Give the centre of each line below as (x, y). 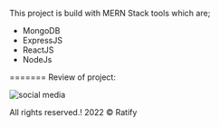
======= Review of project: (62, 77)
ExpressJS (43, 40)
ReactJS (38, 50)
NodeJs (37, 59)
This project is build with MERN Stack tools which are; (110, 13)
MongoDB (41, 30)
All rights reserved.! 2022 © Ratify (73, 112)
